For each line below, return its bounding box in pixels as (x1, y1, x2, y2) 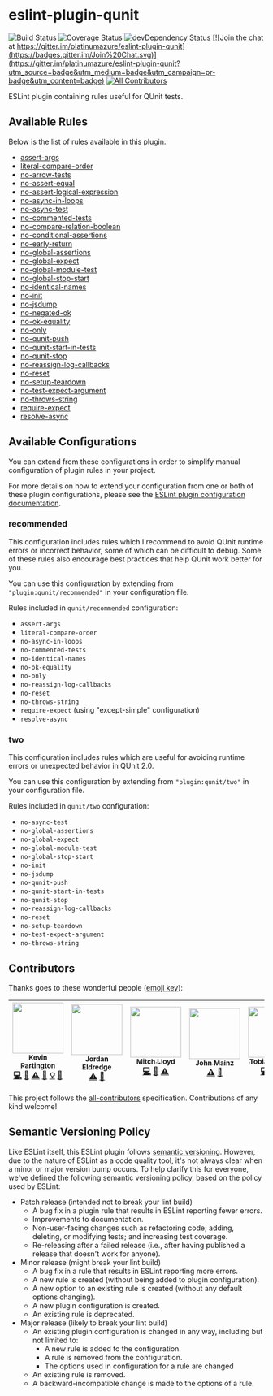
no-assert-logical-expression (19, 187, 119, 197)
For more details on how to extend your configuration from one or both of (8, 481, 254, 491)
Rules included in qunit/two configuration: (8, 801, 149, 811)
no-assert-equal (19, 178, 76, 188)
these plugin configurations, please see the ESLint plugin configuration (8, 489, 246, 499)
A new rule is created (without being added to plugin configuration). (32, 1274, 260, 1285)
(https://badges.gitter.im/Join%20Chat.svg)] (8, 50, 157, 59)
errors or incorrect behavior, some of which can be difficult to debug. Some (8, 545, 262, 555)
